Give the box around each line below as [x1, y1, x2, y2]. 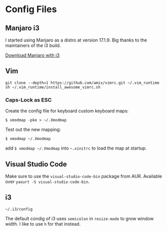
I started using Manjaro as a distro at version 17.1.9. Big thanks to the [5, 37, 148, 43]
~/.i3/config [5, 206, 33, 212]
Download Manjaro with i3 [5, 52, 60, 58]
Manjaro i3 [5, 24, 39, 32]
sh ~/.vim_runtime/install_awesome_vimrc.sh [5, 84, 101, 89]
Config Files [5, 4, 57, 15]
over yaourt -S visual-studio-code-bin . [5, 178, 90, 184]
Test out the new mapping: [5, 126, 61, 132]
